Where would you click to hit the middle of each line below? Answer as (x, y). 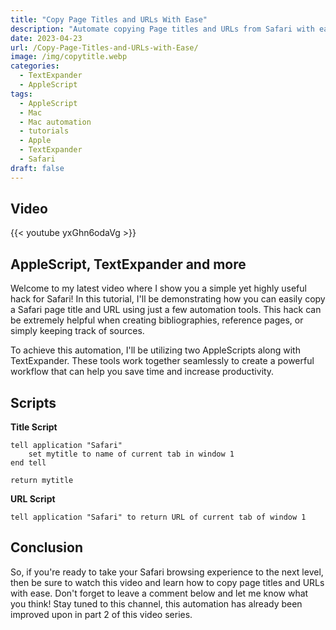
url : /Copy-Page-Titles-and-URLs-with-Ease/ (104, 47)
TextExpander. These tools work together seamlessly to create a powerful (162, 361)
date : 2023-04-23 (46, 38)
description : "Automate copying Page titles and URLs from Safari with (162, 29)
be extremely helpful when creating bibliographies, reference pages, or (157, 320)
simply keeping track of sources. (77, 331)
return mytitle (42, 481)
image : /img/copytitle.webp (69, 57)
